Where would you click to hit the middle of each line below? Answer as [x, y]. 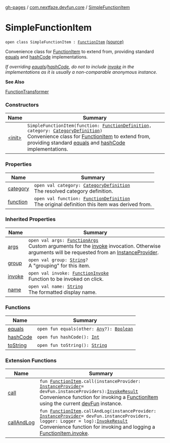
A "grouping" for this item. [59, 265]
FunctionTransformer [27, 92]
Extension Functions [31, 361]
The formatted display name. [63, 292]
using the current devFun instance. [81, 404]
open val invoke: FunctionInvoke [69, 273]
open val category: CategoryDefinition [82, 185]
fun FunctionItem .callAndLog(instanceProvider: [98, 411]
